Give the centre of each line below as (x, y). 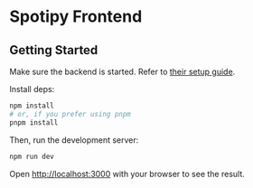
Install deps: (32, 89)
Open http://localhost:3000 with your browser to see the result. (127, 174)
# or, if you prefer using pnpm (70, 114)
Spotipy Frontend (76, 17)
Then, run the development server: (74, 140)
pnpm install (34, 122)
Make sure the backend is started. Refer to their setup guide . (122, 71)
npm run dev (32, 156)
